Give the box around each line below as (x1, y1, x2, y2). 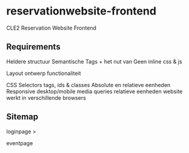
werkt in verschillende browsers (6, 94, 87, 101)
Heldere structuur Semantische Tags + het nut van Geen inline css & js (6, 57, 183, 65)
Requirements (6, 42, 61, 52)
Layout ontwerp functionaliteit (6, 70, 81, 77)
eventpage (6, 139, 33, 146)
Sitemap (6, 112, 39, 122)
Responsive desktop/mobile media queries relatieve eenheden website (6, 88, 183, 95)
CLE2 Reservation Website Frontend (6, 24, 97, 31)
